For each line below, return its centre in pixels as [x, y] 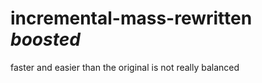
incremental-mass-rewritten [131, 18]
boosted [45, 39]
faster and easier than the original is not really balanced [125, 67]
